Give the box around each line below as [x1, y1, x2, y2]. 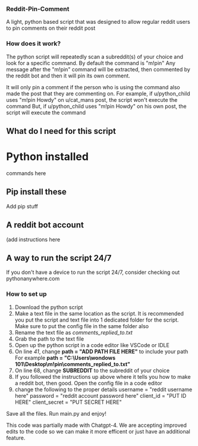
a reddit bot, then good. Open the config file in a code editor [14, 379, 162, 386]
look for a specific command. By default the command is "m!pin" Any [6, 59, 175, 67]
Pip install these [6, 187, 67, 197]
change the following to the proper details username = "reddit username [14, 386, 193, 393]
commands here [6, 169, 46, 177]
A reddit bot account [6, 220, 84, 230]
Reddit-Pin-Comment [6, 5, 70, 13]
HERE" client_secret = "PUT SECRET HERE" [14, 398, 122, 406]
